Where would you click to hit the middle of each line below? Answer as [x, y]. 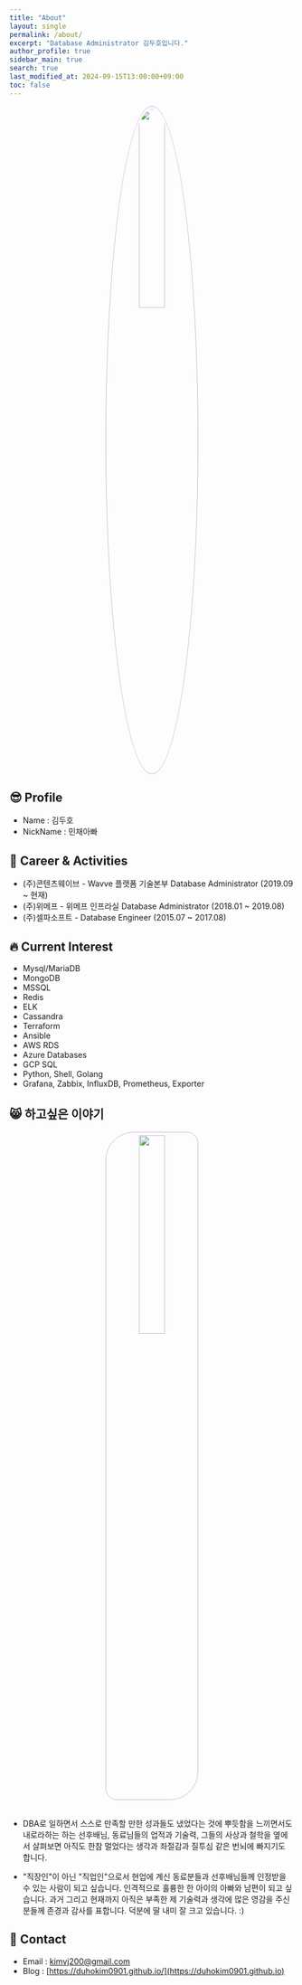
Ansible [37, 1035]
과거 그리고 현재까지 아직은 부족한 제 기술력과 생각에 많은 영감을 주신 [170, 1899]
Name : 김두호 [48, 820]
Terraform [41, 1026]
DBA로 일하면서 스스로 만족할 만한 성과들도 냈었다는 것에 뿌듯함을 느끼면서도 [157, 1823]
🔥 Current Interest [61, 946]
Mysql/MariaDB [52, 969]
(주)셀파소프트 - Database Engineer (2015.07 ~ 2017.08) [124, 918]
